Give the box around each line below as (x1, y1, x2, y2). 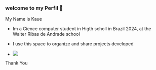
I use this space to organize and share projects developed (12, 41, 134, 47)
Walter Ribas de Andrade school (12, 31, 80, 37)
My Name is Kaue (5, 16, 42, 22)
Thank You (5, 60, 28, 66)
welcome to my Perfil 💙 (5, 5, 63, 12)
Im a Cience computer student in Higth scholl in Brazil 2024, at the (12, 26, 151, 32)
